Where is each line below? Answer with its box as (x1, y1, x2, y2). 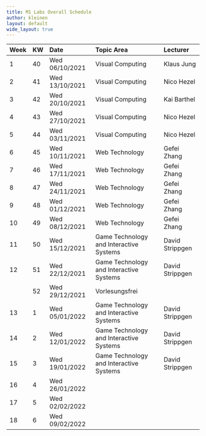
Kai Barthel (163, 95, 196, 104)
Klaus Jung (163, 60, 196, 68)
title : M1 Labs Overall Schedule (6, 9, 92, 15)
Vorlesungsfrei (95, 287, 138, 295)
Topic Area (95, 45, 128, 54)
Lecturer (163, 45, 189, 54)
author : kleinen (6, 15, 48, 21)
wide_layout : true (6, 26, 53, 33)
